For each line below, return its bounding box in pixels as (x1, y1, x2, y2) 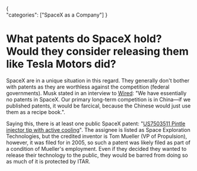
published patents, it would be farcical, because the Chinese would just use (6, 102, 191, 109)
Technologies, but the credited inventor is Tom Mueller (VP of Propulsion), (6, 132, 188, 140)
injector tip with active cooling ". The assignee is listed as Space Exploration (6, 126, 191, 133)
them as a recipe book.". (6, 108, 65, 115)
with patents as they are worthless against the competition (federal (6, 83, 170, 90)
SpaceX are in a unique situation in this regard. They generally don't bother (6, 77, 190, 84)
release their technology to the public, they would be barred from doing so (6, 151, 189, 159)
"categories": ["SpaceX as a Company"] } (6, 11, 108, 18)
